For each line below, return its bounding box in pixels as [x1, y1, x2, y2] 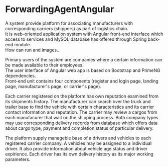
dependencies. [5, 72, 36, 78]
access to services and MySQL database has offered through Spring [5, 36, 147, 42]
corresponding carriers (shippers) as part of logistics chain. [5, 25, 129, 31]
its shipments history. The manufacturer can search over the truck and [5, 98, 151, 104]
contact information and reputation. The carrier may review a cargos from [5, 109, 157, 115]
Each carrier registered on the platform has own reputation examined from [5, 93, 159, 99]
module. [14, 41, 32, 47]
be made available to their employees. [5, 62, 84, 68]
